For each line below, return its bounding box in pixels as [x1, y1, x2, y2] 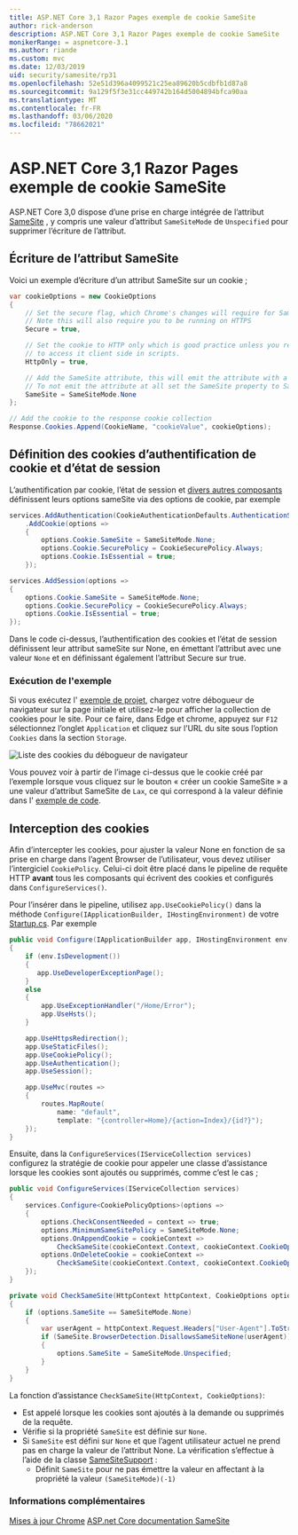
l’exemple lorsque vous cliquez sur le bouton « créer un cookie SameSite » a [9, 776, 288, 787]
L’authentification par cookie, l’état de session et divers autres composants [9, 484, 283, 495]
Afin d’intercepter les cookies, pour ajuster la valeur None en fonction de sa [9, 845, 286, 855]
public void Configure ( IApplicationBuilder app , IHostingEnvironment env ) [9, 935, 292, 945]
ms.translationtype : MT [9, 95, 98, 105]
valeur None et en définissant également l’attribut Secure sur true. [9, 653, 247, 664]
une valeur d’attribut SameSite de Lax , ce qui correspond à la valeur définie [9, 786, 284, 797]
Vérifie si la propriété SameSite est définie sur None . [21, 1426, 208, 1437]
